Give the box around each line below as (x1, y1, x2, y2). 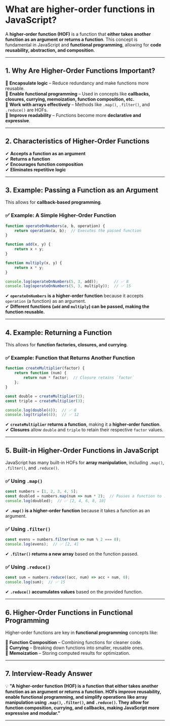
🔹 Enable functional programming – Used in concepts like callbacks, (5, 90, 150, 97)
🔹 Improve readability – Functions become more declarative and (5, 112, 141, 118)
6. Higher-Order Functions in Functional (5, 608, 133, 617)
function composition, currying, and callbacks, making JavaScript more (5, 704, 159, 711)
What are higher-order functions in (5, 4, 155, 15)
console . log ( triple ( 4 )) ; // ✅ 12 (5, 412, 79, 418)
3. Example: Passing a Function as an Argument (5, 186, 158, 194)
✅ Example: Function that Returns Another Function (5, 354, 135, 361)
